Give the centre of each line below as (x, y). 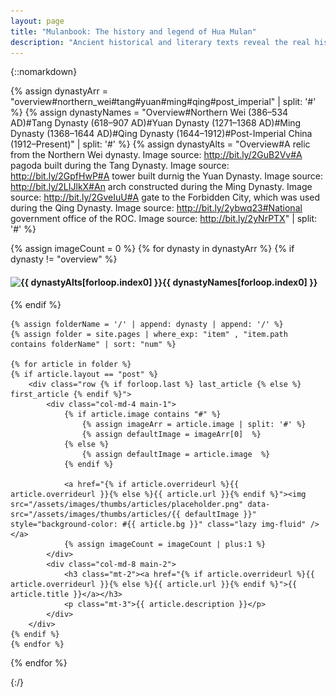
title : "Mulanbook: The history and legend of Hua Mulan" (133, 31)
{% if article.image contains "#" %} (142, 414)
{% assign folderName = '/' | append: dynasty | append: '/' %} (147, 324)
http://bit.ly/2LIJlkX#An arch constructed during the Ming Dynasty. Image (161, 187)
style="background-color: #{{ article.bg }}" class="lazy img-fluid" (158, 524)
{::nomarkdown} (44, 72)
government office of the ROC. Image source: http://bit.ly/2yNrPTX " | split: (164, 219)
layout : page (37, 21)
